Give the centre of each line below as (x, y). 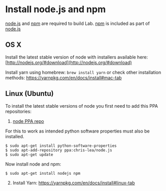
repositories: (19, 111)
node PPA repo (28, 121)
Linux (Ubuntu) (30, 94)
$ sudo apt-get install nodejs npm (43, 173)
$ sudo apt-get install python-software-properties (61, 146)
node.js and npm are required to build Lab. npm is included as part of (77, 23)
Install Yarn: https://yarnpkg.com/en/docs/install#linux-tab (74, 183)
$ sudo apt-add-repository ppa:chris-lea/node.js (59, 150)
